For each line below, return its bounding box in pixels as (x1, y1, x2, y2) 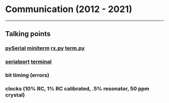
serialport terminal (5, 58, 52, 65)
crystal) (5, 91, 25, 98)
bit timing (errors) (5, 72, 49, 79)
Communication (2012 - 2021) (5, 4, 132, 15)
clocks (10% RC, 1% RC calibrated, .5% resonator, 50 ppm (5, 85, 149, 92)
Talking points (5, 30, 51, 38)
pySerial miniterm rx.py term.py (5, 45, 85, 52)
